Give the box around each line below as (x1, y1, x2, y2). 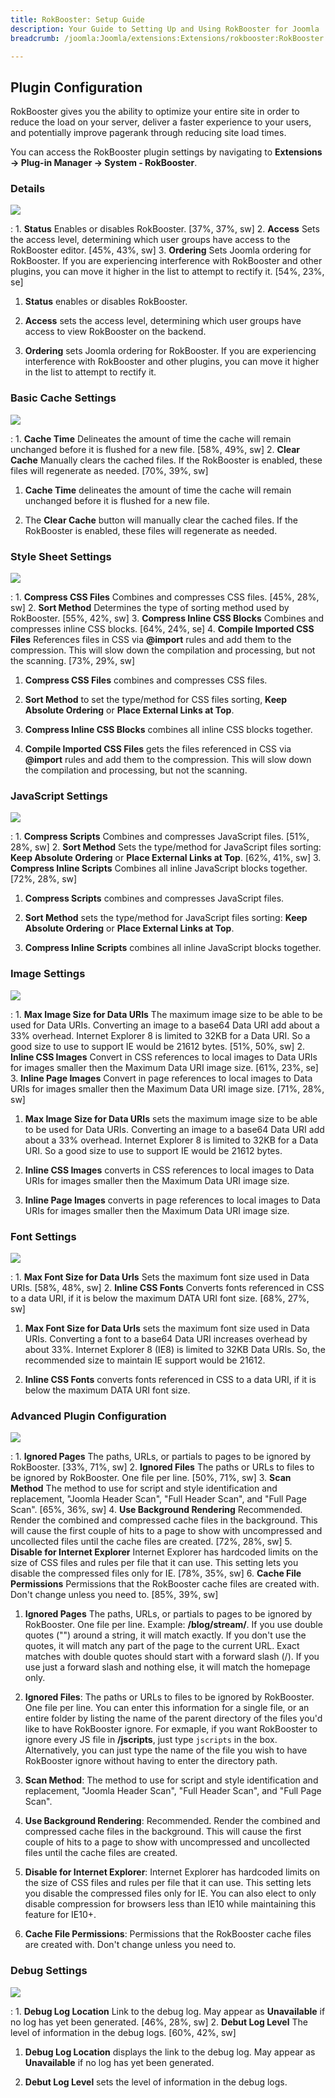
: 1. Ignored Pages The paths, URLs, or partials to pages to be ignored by (10, 1451, 312, 1463)
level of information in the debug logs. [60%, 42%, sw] (10, 2026, 237, 2038)
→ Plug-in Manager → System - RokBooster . (10, 157, 198, 169)
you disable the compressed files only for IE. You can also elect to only (24, 1887, 317, 1900)
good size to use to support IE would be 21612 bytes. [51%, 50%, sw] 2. (10, 1040, 305, 1052)
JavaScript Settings (10, 789, 108, 803)
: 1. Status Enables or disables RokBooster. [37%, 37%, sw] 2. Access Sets (10, 223, 320, 235)
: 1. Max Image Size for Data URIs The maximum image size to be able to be (10, 1008, 323, 1020)
